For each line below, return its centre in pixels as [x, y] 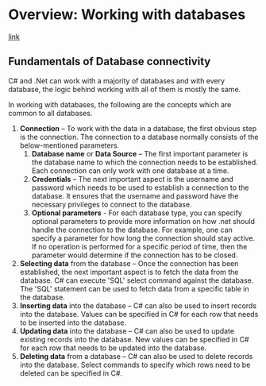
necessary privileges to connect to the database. [112, 204]
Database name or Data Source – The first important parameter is [140, 153]
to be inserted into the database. [73, 322]
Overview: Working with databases [127, 15]
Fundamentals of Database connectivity [110, 62]
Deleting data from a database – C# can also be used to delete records [136, 356]
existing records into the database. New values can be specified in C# [134, 339]
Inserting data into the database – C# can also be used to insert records [138, 305]
